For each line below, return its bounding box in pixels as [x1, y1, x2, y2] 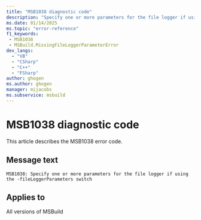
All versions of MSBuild [6, 208, 64, 215]
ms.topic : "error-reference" [6, 25, 79, 32]
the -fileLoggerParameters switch [6, 176, 93, 182]
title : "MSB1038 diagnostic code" [6, 8, 93, 15]
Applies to [6, 192, 45, 202]
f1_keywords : [6, 31, 39, 37]
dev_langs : [6, 48, 33, 54]
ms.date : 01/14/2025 [6, 20, 58, 26]
